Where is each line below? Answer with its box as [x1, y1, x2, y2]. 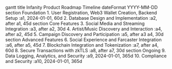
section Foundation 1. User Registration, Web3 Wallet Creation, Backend [5, 10, 157, 16]
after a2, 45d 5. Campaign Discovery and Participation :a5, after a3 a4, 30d [5, 31, 164, 37]
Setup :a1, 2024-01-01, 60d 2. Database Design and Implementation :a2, [5, 15, 158, 21]
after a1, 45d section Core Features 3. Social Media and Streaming [5, 20, 145, 26]
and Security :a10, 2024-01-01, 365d [5, 58, 82, 64]
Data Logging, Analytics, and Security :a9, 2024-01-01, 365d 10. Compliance [5, 53, 167, 59]
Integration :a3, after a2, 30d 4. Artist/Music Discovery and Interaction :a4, [5, 26, 162, 32]
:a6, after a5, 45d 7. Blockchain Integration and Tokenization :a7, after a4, [5, 42, 159, 48]
